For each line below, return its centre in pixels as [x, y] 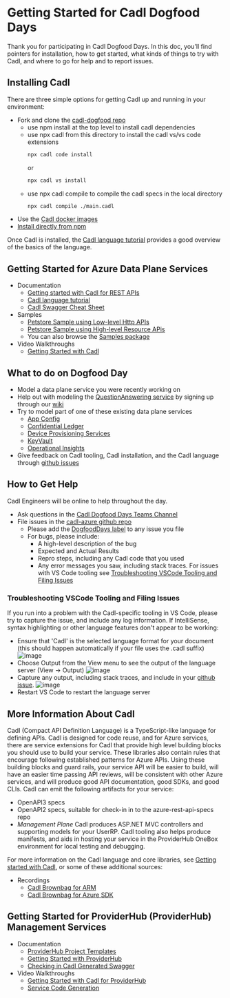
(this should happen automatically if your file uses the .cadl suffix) [111, 648]
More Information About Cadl [71, 714]
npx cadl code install [60, 154]
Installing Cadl [39, 83]
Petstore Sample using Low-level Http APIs [88, 322]
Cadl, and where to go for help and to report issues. [80, 61]
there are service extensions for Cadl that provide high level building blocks [114, 745]
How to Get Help [43, 485]
